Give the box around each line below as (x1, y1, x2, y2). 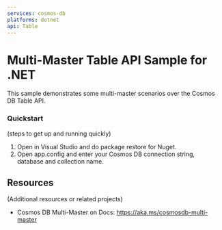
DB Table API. (7, 97, 46, 105)
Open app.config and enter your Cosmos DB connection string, (16, 150, 195, 158)
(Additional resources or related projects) (7, 195, 123, 203)
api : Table (7, 23, 38, 29)
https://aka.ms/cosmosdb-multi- (116, 208, 208, 216)
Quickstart (7, 114, 44, 123)
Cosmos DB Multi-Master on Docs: (16, 208, 115, 216)
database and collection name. (16, 157, 104, 165)
